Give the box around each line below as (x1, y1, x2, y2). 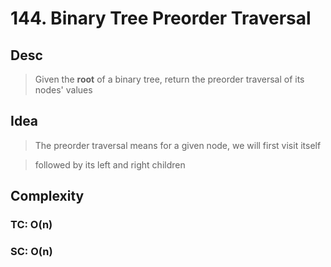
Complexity (10, 188, 85, 205)
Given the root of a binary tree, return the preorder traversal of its (34, 73, 305, 85)
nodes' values (34, 84, 93, 96)
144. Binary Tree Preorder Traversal (10, 7, 312, 30)
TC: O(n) (10, 218, 53, 232)
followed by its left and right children (34, 158, 186, 171)
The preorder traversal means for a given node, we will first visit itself (34, 139, 322, 151)
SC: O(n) (10, 245, 53, 259)
